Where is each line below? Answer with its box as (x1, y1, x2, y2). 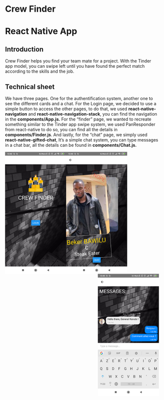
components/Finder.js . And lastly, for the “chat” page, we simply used (5, 132, 148, 138)
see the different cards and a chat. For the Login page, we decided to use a (5, 101, 157, 106)
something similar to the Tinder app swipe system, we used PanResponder (5, 121, 156, 127)
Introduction (5, 45, 44, 53)
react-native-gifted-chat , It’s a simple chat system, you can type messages (5, 137, 159, 142)
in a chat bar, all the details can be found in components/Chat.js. (5, 142, 137, 148)
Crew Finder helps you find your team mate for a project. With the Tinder (5, 58, 151, 64)
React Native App (5, 26, 77, 37)
